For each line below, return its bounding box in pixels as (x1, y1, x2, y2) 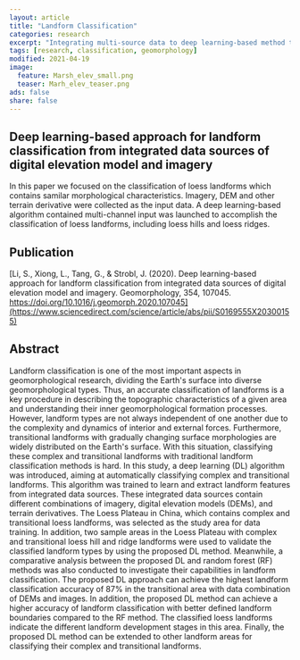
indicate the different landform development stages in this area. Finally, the (9, 622, 285, 632)
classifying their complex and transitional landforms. (9, 640, 202, 651)
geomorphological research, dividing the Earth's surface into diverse (9, 374, 262, 385)
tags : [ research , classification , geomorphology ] (9, 46, 198, 55)
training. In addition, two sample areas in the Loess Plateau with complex (9, 526, 278, 537)
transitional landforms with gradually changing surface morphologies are (9, 431, 277, 442)
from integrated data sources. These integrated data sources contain (9, 489, 263, 499)
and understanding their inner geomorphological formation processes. (9, 403, 268, 414)
